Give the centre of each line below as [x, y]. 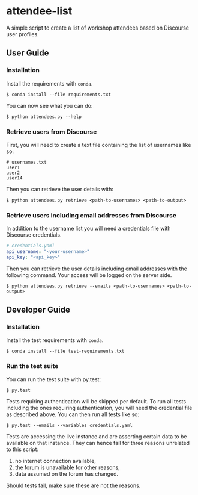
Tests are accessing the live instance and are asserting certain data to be [97, 436]
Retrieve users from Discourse [52, 132]
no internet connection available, [55, 461]
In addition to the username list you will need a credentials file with [88, 229]
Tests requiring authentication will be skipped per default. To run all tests [96, 401]
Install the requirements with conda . [49, 83]
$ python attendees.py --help [44, 117]
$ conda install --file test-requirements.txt [65, 351]
